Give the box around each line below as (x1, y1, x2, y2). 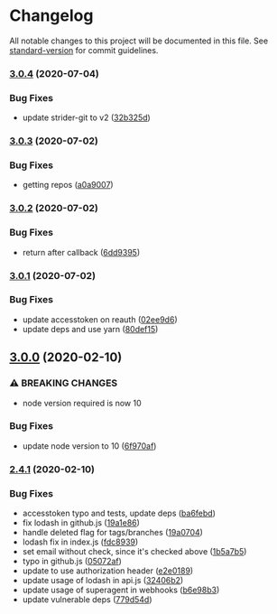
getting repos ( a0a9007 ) (22, 180, 115, 191)
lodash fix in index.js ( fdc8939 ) (22, 536, 139, 547)
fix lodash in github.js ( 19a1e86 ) (22, 517, 140, 528)
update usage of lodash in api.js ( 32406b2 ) (22, 575, 184, 586)
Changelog (9, 5, 94, 26)
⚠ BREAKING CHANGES (9, 377, 118, 389)
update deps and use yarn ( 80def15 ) (22, 323, 159, 334)
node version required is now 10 (22, 397, 142, 408)
